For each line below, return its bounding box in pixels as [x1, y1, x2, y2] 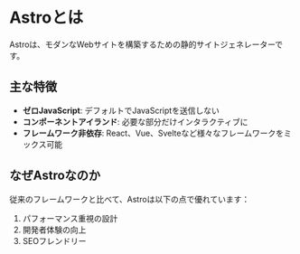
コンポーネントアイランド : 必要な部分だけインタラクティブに [22, 116, 248, 127]
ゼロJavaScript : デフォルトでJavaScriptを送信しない [22, 105, 220, 116]
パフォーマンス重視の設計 [22, 212, 118, 223]
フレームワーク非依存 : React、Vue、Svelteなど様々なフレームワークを [22, 127, 285, 138]
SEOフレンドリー [22, 235, 87, 246]
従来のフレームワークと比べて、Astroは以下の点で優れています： [9, 193, 250, 204]
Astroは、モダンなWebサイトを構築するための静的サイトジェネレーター [9, 39, 276, 50]
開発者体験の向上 [22, 224, 87, 235]
